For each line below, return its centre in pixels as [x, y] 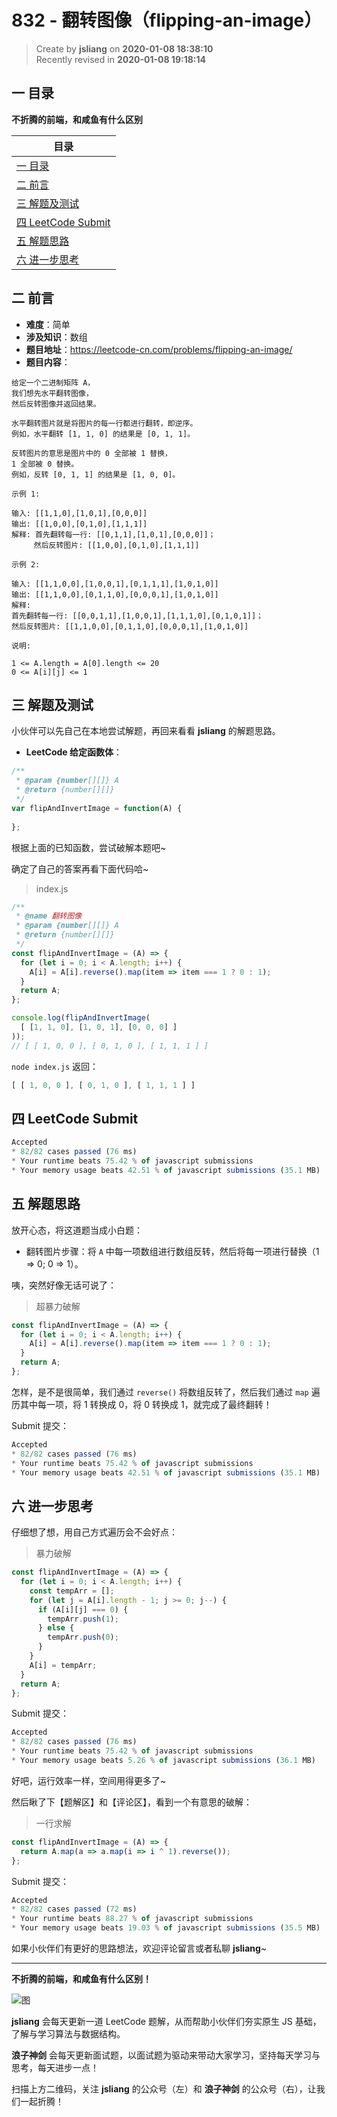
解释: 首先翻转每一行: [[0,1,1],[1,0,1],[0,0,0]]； [113, 534]
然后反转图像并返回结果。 [56, 404]
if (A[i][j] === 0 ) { [83, 1609]
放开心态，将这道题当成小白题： [77, 1230]
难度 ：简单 [48, 324]
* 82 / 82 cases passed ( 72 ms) [74, 1909]
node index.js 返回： [55, 1066]
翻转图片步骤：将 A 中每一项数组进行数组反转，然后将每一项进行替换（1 [172, 1251]
